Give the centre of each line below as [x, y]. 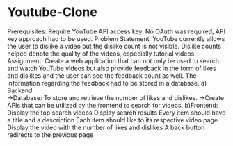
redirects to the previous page [50, 135]
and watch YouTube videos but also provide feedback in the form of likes [112, 68]
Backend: [21, 90]
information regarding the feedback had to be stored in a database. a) [107, 83]
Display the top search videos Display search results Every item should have [116, 113]
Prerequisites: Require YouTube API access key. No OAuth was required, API [116, 31]
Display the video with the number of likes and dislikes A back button [106, 127]
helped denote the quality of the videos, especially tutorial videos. [102, 54]
